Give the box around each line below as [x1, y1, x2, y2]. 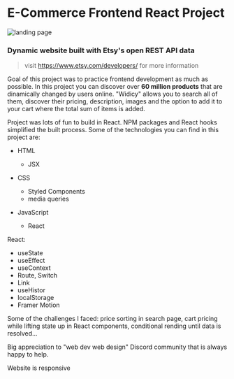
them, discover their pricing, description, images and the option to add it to [7, 97, 223, 106]
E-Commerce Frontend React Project [7, 5, 225, 21]
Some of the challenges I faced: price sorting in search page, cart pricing [7, 315, 218, 323]
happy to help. [7, 350, 49, 359]
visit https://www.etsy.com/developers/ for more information [24, 62, 199, 70]
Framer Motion [17, 301, 61, 309]
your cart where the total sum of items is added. [7, 105, 145, 113]
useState [17, 249, 43, 257]
